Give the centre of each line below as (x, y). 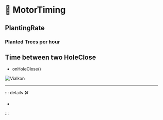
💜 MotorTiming (35, 10)
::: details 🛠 (17, 93)
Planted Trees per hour (33, 42)
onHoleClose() (26, 69)
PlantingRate (25, 28)
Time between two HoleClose (50, 57)
